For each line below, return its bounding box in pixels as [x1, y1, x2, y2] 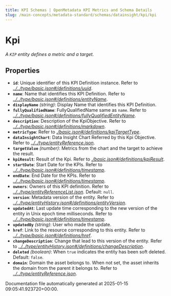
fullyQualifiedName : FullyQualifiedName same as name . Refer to [12, 107, 147, 113]
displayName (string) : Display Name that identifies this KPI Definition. [12, 102, 157, 108]
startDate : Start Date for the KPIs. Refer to [12, 162, 102, 168]
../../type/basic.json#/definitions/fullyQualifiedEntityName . [12, 112, 137, 119]
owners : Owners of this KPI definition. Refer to [12, 183, 109, 190]
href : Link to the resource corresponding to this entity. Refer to [12, 227, 145, 233]
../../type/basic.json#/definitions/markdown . [12, 124, 106, 130]
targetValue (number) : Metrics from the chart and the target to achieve [12, 145, 163, 151]
